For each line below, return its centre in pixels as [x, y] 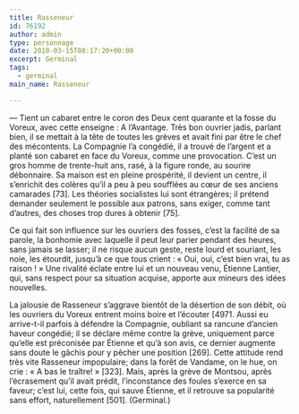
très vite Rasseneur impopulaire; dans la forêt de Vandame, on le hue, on [143, 362]
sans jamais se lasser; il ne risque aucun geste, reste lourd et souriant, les [145, 249]
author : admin [36, 34]
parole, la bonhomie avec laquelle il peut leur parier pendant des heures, [143, 239]
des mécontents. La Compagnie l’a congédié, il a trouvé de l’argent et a [140, 146]
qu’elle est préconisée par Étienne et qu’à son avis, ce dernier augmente [142, 342]
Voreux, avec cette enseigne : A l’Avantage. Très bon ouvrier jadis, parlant [145, 127]
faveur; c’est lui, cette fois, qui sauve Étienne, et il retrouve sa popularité [142, 390]
